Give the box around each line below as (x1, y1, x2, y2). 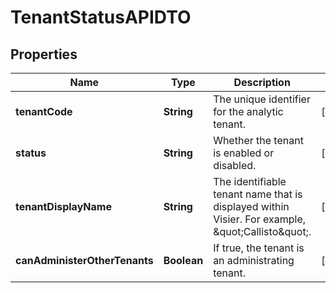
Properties (10, 46, 78, 63)
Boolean (163, 254, 204, 267)
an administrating (213, 254, 295, 267)
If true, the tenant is (213, 241, 305, 255)
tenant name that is (213, 187, 303, 201)
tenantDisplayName (15, 200, 112, 213)
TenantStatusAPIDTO (10, 6, 192, 29)
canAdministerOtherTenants (15, 254, 154, 267)
